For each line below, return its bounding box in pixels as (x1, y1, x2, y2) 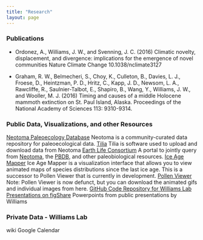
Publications (6, 34, 44, 43)
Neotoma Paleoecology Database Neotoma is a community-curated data (6, 134, 188, 141)
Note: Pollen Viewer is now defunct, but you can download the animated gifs (6, 179, 198, 186)
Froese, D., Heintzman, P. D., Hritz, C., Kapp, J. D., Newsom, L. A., (15, 79, 179, 86)
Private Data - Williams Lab (6, 213, 88, 221)
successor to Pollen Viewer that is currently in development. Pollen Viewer (6, 172, 192, 180)
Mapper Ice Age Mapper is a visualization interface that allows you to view (6, 160, 192, 167)
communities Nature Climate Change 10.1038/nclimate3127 (15, 61, 162, 68)
